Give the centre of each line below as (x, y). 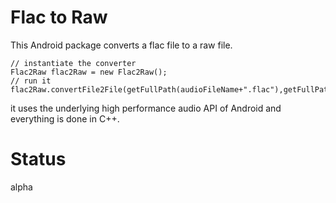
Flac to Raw (59, 17)
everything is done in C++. (65, 118)
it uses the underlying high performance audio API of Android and (146, 108)
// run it (31, 81)
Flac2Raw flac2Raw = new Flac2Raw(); (89, 72)
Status (38, 159)
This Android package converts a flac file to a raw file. (121, 45)
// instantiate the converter (73, 63)
